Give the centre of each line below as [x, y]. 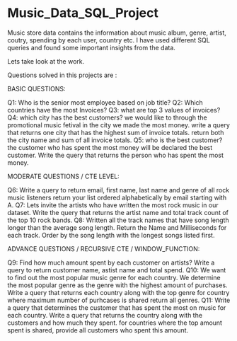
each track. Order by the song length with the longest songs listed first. [111, 235]
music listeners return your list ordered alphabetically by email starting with [117, 197]
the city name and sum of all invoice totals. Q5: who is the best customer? [115, 140]
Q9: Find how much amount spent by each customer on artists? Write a [111, 262]
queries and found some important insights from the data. [91, 47]
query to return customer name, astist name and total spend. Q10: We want [117, 270]
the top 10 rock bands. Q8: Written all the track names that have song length [118, 220]
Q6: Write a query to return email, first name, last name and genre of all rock [118, 190]
